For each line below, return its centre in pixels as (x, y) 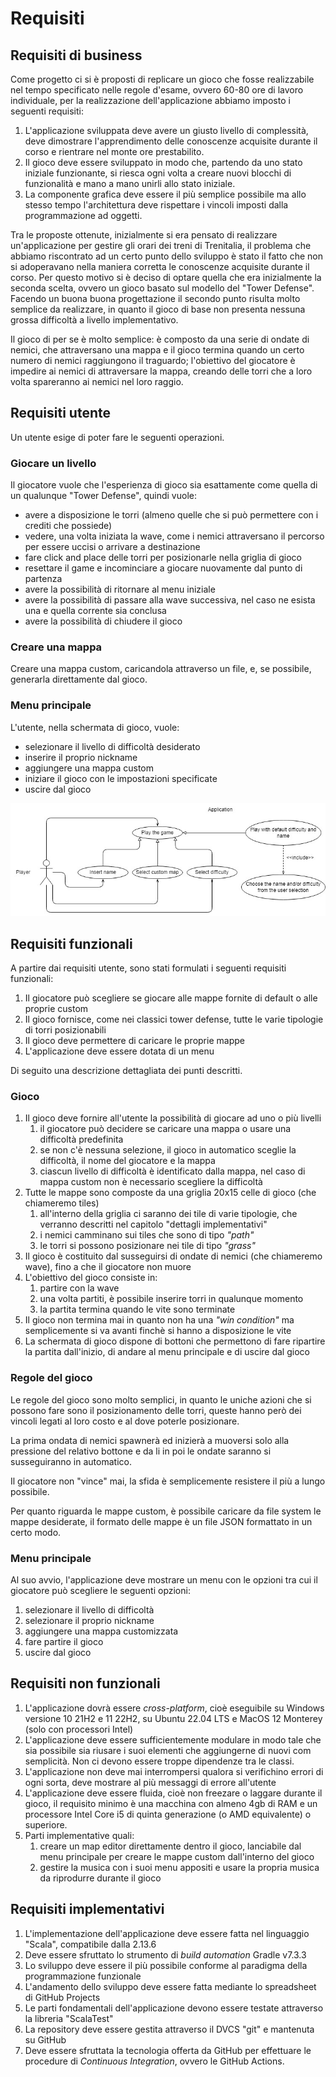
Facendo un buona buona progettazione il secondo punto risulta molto (155, 298)
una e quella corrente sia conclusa (95, 611)
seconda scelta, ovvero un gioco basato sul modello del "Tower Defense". (162, 288)
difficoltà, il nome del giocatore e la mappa (127, 1161)
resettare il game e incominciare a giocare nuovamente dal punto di (163, 568)
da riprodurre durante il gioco (100, 1878)
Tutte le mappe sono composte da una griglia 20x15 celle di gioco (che (170, 1193)
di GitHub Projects (62, 1997)
